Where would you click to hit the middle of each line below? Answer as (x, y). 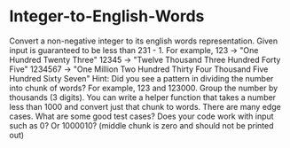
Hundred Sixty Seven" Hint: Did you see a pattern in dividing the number (141, 78)
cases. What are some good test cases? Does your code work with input (141, 116)
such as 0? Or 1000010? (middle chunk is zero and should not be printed (141, 125)
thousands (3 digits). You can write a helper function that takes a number (143, 97)
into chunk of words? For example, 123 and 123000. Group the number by (144, 88)
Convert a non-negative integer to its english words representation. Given (144, 41)
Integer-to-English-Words (107, 16)
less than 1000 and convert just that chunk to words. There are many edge (145, 106)
